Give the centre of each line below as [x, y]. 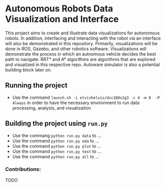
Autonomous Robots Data [59, 9]
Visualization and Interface [62, 19]
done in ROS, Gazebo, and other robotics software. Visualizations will [76, 49]
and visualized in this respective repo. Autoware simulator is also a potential [83, 64]
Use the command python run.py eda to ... [55, 141]
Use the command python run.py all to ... [55, 156]
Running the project [36, 86]
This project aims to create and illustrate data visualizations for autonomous [83, 33]
